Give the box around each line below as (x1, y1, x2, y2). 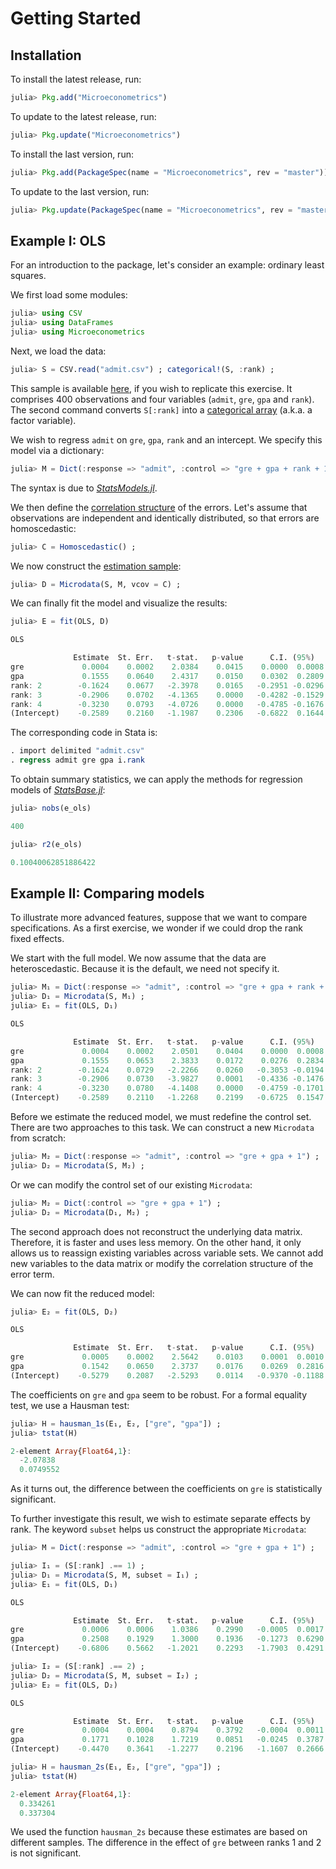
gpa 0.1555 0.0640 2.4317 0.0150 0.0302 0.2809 (10, 671, 325, 681)
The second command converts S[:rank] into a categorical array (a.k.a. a (10, 403, 313, 416)
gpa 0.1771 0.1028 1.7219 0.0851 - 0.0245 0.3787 (10, 1735, 325, 1745)
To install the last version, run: (10, 148, 134, 160)
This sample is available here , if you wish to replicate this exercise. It (10, 382, 293, 394)
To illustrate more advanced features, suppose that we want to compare (10, 912, 308, 924)
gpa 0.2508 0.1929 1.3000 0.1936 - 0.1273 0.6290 (10, 1634, 325, 1644)
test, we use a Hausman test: (10, 1399, 130, 1411)
